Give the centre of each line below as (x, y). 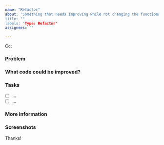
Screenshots (20, 127)
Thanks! (13, 138)
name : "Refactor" (23, 10)
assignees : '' (20, 28)
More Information (26, 114)
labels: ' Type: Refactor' (31, 23)
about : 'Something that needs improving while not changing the (72, 14)
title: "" (15, 19)
